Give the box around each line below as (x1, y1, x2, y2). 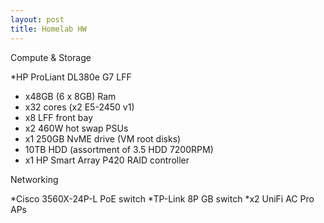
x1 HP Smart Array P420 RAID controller (24, 154, 190, 166)
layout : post (10, 14, 65, 25)
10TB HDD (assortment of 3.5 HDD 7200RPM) (24, 143, 214, 155)
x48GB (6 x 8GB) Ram (24, 90, 117, 102)
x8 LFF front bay (24, 111, 94, 123)
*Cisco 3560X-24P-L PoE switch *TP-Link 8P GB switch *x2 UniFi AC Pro (10, 192, 315, 205)
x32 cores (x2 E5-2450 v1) (24, 101, 135, 113)
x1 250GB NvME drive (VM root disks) (24, 132, 182, 145)
